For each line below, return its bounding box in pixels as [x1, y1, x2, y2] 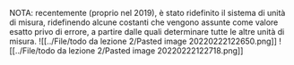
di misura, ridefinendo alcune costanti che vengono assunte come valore [9, 17, 279, 28]
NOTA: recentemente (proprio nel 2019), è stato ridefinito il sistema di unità [9, 8, 286, 18]
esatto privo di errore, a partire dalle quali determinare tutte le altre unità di [9, 27, 285, 37]
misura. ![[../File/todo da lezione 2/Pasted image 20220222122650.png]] [9, 36, 278, 46]
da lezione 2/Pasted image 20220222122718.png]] [56, 45, 244, 56]
